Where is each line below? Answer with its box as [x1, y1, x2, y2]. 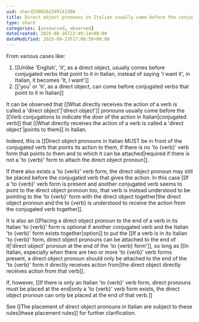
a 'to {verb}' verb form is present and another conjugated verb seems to [6, 180, 182, 187]
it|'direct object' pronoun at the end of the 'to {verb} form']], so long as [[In [6, 243, 189, 249]
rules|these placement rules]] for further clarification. [6, 310, 136, 316]
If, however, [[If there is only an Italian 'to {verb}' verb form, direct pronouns [6, 279, 191, 286]
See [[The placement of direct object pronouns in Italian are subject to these [6, 303, 192, 310]
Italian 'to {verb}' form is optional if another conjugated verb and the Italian [6, 224, 189, 230]
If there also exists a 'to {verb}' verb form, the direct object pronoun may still [6, 168, 193, 175]
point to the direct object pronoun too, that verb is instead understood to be [6, 187, 191, 193]
